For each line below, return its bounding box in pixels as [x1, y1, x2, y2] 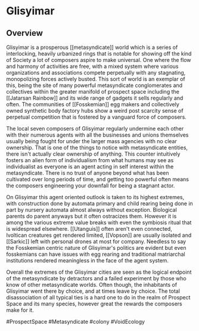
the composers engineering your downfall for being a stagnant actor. [6, 182, 175, 189]
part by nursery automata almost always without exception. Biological [6, 206, 177, 213]
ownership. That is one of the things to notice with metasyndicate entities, [6, 144, 188, 151]
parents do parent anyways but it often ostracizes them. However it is [6, 213, 177, 219]
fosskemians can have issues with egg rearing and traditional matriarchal [6, 250, 186, 258]
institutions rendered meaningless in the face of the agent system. [6, 257, 169, 264]
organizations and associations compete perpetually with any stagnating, [6, 69, 186, 76]
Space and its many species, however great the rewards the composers [6, 300, 183, 307]
